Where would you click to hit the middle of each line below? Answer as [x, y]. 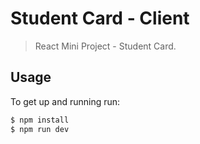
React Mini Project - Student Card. [105, 46]
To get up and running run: [65, 101]
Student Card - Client [100, 18]
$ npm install [40, 120]
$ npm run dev [40, 129]
